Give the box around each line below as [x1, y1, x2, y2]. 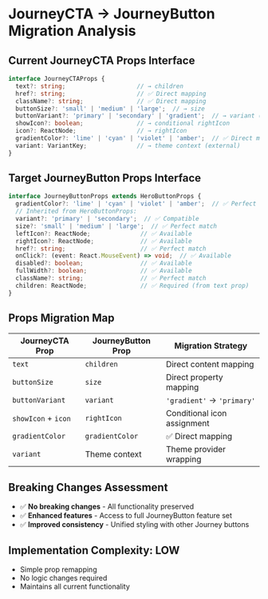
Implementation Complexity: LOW [8, 543, 180, 557]
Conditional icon [166, 407, 227, 418]
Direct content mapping [166, 358, 254, 369]
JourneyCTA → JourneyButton [8, 5, 215, 23]
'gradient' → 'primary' [166, 394, 256, 405]
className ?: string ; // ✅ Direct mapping [15, 97, 207, 105]
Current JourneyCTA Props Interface [8, 54, 195, 67]
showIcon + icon [12, 413, 72, 424]
